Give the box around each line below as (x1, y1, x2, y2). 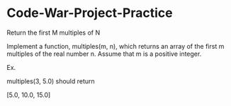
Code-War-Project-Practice (6, 5, 173, 21)
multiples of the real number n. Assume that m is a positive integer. (6, 49, 202, 58)
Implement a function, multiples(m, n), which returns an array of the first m (6, 42, 225, 50)
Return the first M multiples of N (6, 28, 101, 37)
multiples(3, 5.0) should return (6, 76, 95, 86)
